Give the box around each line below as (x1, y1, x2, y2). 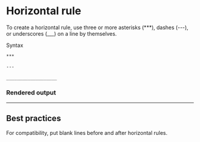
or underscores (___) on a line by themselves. (6, 30, 117, 37)
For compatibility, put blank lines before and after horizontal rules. (6, 129, 168, 136)
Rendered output (6, 89, 57, 97)
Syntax (6, 42, 24, 49)
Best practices (6, 113, 61, 124)
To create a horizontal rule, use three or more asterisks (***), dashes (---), (6, 24, 189, 31)
